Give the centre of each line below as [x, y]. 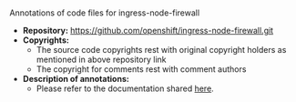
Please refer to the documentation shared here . [125, 88]
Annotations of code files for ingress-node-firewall [105, 13]
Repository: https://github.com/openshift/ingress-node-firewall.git [148, 31]
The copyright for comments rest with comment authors [141, 69]
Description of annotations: [76, 79]
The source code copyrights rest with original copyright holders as [161, 50]
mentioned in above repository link [101, 60]
